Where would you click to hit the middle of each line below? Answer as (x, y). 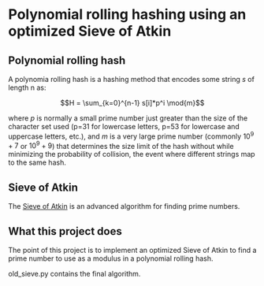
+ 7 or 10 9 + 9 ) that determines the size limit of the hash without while (121, 145)
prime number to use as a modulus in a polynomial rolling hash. (111, 258)
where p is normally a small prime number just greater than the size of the (128, 118)
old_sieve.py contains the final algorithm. (74, 273)
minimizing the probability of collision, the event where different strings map (132, 154)
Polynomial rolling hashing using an (127, 15)
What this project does (65, 231)
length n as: (27, 87)
